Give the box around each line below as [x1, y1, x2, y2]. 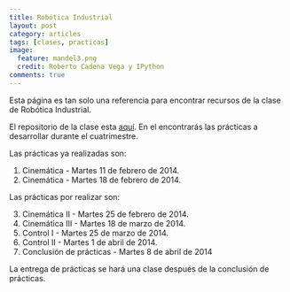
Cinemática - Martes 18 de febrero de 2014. [21, 174, 182, 185]
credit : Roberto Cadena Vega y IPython [17, 63, 165, 72]
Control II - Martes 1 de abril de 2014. [21, 236, 158, 248]
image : [9, 46, 34, 55]
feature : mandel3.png [17, 54, 98, 63]
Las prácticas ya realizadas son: [9, 148, 127, 158]
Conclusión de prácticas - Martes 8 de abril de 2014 [21, 246, 213, 257]
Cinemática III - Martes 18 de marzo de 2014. [21, 218, 186, 228]
